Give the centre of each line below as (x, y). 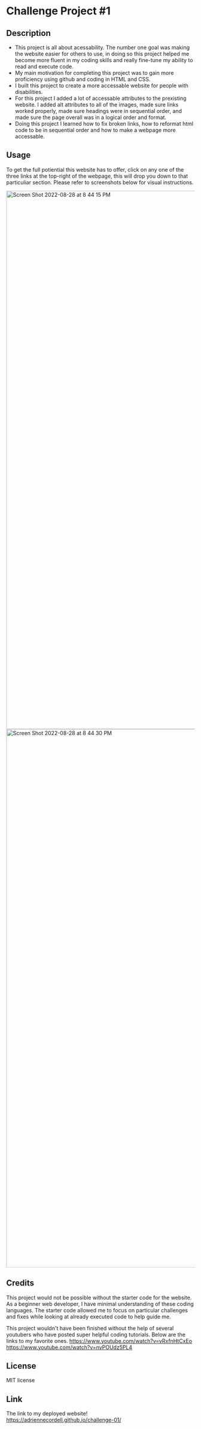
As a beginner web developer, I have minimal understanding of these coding (100, 1304)
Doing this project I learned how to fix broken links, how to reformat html (104, 124)
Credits (20, 1283)
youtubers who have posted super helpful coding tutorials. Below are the (96, 1334)
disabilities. (29, 92)
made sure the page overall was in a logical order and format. (90, 117)
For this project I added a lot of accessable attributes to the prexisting (100, 98)
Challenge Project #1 (58, 11)
